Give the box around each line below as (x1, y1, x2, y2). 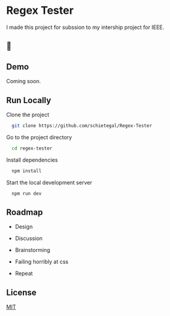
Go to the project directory (6, 133, 72, 141)
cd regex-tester (11, 145, 52, 151)
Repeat (14, 270, 33, 277)
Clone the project (6, 111, 49, 118)
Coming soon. (6, 78, 41, 85)
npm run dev (11, 191, 42, 197)
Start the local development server (6, 179, 92, 186)
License (6, 287, 37, 297)
